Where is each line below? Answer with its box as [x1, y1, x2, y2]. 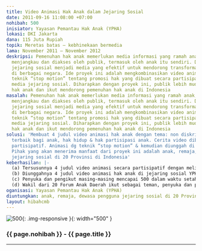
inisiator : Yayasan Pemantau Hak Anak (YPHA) [6, 25, 122, 32]
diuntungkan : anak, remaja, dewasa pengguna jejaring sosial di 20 [6, 193, 179, 199]
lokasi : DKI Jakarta [6, 31, 58, 37]
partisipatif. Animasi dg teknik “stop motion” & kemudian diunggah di [11, 142, 195, 149]
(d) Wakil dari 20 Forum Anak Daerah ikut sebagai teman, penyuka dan [11, 182, 192, 188]
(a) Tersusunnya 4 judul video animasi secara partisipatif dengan [11, 165, 185, 171]
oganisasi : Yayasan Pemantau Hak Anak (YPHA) [6, 187, 122, 193]
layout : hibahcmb [6, 199, 50, 205]
